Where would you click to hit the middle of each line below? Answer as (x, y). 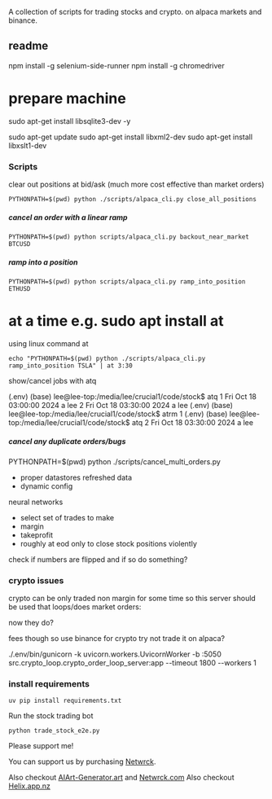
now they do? (31, 623)
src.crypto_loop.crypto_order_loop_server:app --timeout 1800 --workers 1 (132, 663)
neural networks (36, 502)
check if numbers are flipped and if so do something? (98, 559)
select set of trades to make (67, 517)
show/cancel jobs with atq (53, 380)
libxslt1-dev (28, 145)
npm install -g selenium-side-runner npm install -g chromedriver (117, 65)
